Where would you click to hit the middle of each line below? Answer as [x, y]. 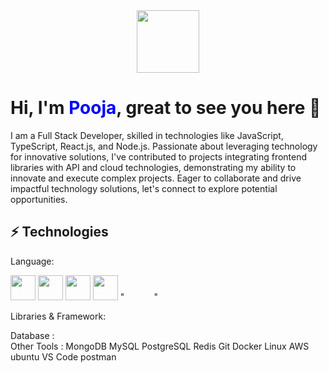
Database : [32, 335]
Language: [32, 261]
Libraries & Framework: [58, 316]
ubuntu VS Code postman [63, 356]
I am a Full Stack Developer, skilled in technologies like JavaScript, [147, 135]
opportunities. [39, 199]
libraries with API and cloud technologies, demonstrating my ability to [153, 167]
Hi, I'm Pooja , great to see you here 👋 [166, 108]
